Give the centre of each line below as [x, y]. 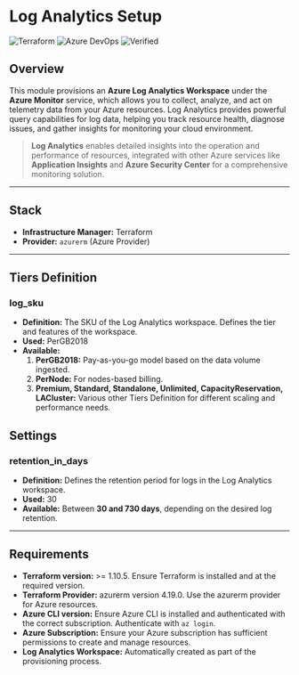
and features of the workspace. [80, 332]
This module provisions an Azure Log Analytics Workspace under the [138, 90]
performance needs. [73, 408]
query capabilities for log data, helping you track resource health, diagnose [147, 118]
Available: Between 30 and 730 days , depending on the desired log [147, 508]
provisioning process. [62, 661]
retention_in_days [49, 460]
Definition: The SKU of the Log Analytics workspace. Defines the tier [149, 322]
